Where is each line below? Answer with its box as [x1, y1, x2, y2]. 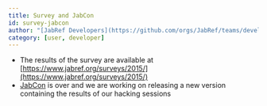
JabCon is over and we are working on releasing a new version [19, 81, 226, 90]
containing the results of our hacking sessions [19, 89, 172, 99]
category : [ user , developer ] [8, 33, 105, 42]
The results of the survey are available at [19, 55, 153, 65]
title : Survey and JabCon [8, 11, 94, 20]
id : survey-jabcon [8, 19, 69, 27]
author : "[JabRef [8, 26, 66, 34]
